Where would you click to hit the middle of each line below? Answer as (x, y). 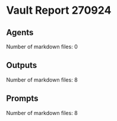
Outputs (22, 65)
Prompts (22, 99)
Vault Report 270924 (59, 10)
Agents (20, 32)
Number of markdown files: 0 (42, 46)
